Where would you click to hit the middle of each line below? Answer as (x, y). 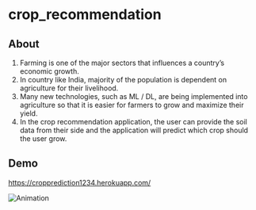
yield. (29, 113)
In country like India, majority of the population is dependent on (123, 80)
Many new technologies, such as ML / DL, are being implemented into (134, 96)
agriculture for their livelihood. (69, 88)
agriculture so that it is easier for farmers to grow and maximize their (132, 105)
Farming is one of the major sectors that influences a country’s (122, 63)
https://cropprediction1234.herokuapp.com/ (80, 182)
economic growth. (49, 71)
